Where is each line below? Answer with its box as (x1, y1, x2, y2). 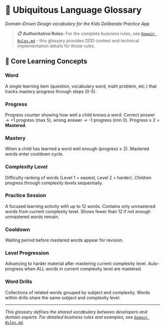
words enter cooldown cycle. (5, 151, 64, 157)
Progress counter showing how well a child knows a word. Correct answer (5, 112, 156, 118)
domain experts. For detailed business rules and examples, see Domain (5, 314, 148, 320)
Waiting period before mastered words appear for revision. (5, 237, 124, 243)
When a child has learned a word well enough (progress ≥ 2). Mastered (5, 146, 149, 152)
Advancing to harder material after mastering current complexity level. (5, 261, 147, 266)
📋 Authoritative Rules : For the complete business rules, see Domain (17, 31, 155, 36)
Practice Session (5, 192, 47, 199)
